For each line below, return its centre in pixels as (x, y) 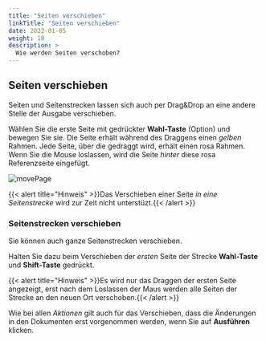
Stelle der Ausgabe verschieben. (62, 113)
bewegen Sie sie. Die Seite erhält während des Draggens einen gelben (125, 137)
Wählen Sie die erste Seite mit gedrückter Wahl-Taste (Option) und (119, 128)
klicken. (21, 331)
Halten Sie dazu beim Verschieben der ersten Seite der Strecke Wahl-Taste (133, 257)
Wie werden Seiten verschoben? (68, 53)
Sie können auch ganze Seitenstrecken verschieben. (95, 241)
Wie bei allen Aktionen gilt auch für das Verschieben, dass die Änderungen (132, 313)
